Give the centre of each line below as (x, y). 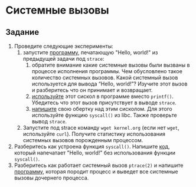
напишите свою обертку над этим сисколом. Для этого (102, 109)
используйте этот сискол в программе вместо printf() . (102, 96)
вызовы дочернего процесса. (51, 178)
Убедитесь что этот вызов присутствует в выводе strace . (104, 103)
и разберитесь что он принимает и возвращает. (92, 90)
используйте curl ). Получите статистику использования (94, 134)
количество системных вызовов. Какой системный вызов (105, 78)
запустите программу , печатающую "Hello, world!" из (90, 53)
